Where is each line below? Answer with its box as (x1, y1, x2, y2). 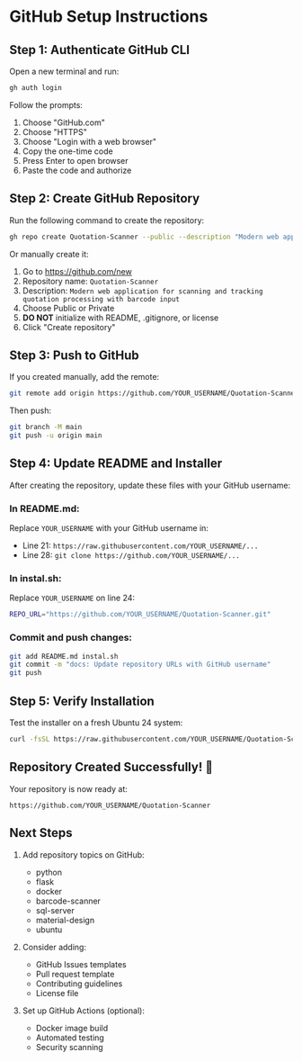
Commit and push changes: (9, 632, 133, 644)
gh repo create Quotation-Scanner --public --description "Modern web (9, 232, 280, 241)
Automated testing (35, 1032, 105, 1043)
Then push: (9, 405, 52, 416)
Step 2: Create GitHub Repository (9, 191, 200, 206)
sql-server (35, 904, 75, 915)
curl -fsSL (9, 735, 50, 744)
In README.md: (9, 502, 80, 515)
